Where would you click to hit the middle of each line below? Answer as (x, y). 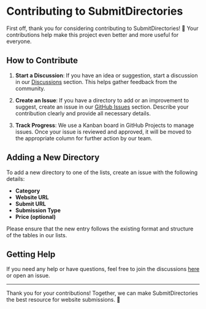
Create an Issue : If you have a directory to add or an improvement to (102, 100)
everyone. (19, 41)
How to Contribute (42, 60)
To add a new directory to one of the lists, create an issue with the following (102, 172)
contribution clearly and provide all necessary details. (83, 113)
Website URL (32, 197)
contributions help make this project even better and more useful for (93, 34)
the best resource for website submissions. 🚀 (63, 300)
